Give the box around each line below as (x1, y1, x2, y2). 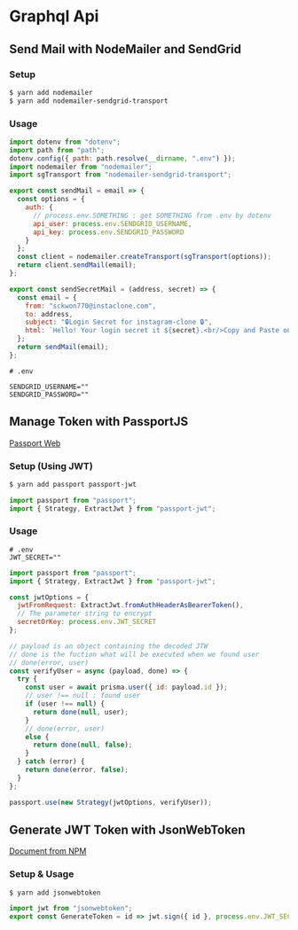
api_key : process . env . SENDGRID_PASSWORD (32, 228, 184, 237)
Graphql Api (9, 6, 99, 27)
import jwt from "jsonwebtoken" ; (9, 903, 133, 912)
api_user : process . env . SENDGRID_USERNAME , (32, 219, 192, 228)
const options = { (17, 195, 86, 204)
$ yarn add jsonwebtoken (9, 888, 101, 897)
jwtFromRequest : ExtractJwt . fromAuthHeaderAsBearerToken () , (17, 601, 244, 610)
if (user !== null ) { (25, 699, 105, 708)
